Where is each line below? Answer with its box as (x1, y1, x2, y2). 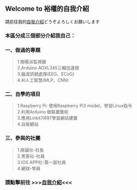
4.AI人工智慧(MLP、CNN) (17, 77, 69, 83)
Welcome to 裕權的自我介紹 (5, 4, 89, 13)
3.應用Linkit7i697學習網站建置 (17, 115, 78, 121)
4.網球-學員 (17, 165, 41, 171)
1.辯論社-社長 (17, 147, 44, 153)
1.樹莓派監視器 (17, 59, 47, 65)
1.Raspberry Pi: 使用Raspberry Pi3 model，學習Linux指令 (17, 103, 133, 109)
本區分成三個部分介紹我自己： (5, 32, 76, 39)
